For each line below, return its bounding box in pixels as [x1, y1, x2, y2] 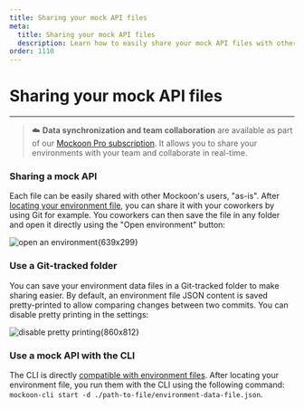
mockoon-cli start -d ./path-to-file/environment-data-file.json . [9, 388, 263, 399]
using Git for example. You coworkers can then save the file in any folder [9, 210, 280, 221]
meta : [9, 22, 30, 31]
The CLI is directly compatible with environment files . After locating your [9, 369, 280, 380]
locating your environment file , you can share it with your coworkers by [9, 200, 275, 211]
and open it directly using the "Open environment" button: [9, 219, 226, 231]
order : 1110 [9, 47, 54, 56]
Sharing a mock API [9, 169, 98, 182]
